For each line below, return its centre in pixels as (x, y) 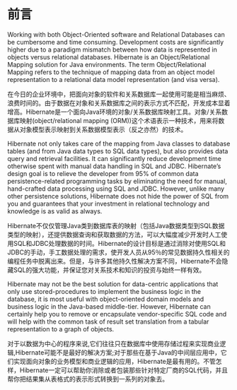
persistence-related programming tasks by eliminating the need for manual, (117, 181)
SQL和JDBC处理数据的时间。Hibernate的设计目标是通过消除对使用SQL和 (120, 243)
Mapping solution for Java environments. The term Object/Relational (107, 64)
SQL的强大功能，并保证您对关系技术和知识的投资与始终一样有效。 (109, 270)
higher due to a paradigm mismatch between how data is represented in (112, 49)
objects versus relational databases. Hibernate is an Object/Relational (109, 57)
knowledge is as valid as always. (55, 211)
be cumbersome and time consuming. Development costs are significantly (116, 42)
